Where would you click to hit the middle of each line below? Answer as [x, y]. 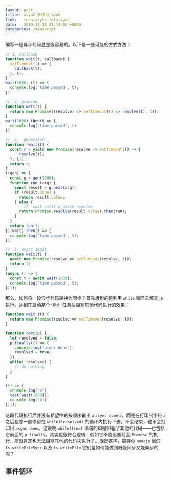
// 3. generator [25, 140]
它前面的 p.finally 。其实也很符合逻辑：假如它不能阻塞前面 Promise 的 [79, 434]
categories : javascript [31, 29]
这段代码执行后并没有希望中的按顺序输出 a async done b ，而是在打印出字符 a [85, 415]
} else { [24, 202]
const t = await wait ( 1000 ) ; [41, 278]
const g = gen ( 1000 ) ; [33, 178]
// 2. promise [22, 102]
